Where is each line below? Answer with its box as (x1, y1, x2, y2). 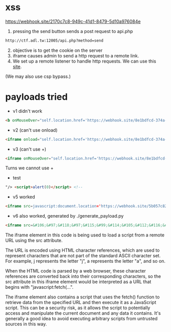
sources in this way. (5, 321, 47, 327)
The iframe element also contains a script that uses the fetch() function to (5, 294, 160, 300)
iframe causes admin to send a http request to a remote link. (12, 52, 139, 58)
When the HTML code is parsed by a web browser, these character (5, 268, 146, 274)
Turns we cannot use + (5, 165, 54, 171)
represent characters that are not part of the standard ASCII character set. (5, 253, 161, 258)
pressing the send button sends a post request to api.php (12, 28, 133, 34)
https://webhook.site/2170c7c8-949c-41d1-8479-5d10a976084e (5, 18, 141, 24)
